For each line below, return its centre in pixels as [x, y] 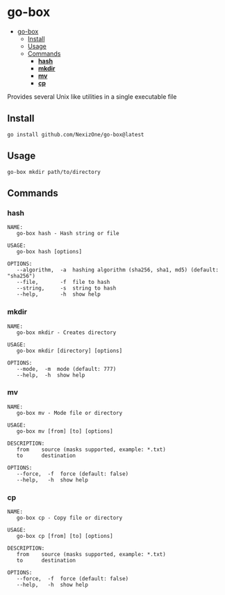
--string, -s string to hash [66, 288]
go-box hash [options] [49, 252]
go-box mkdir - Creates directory [66, 332]
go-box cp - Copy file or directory [69, 518]
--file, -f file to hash [63, 283]
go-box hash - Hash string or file [68, 234]
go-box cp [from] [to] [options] [65, 537]
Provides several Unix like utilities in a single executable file [92, 96]
